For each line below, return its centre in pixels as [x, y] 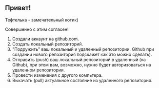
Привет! [18, 8]
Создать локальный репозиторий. [48, 44]
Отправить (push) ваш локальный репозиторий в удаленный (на [79, 59]
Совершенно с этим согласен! [37, 29]
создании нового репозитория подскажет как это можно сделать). [82, 54]
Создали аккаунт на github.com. [45, 39]
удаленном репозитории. [38, 70]
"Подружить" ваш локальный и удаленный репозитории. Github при [83, 49]
